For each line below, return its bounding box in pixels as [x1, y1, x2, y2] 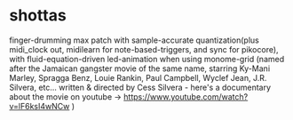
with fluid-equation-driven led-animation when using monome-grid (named [9, 53, 285, 64]
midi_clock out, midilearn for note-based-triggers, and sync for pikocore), [9, 44, 279, 54]
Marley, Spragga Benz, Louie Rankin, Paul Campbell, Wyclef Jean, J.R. [9, 72, 267, 83]
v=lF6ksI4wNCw [9, 100, 70, 111]
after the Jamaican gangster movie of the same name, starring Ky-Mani [9, 63, 271, 74]
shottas [9, 5, 67, 26]
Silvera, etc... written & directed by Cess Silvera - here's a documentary [9, 82, 272, 92]
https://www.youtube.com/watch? [123, 91, 249, 102]
